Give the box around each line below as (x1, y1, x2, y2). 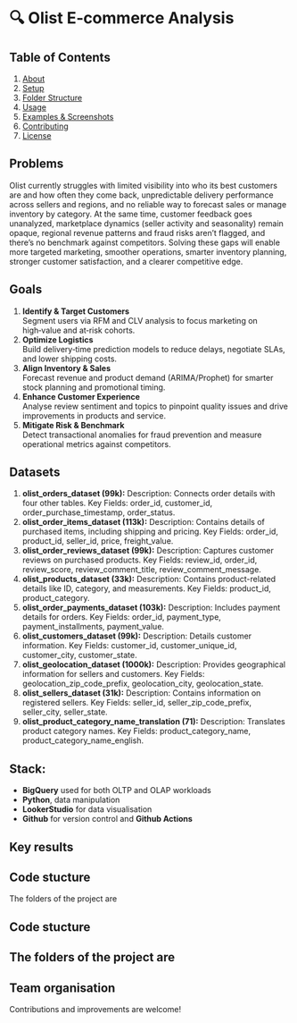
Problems (9, 156, 64, 172)
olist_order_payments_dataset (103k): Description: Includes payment (21, 602, 281, 613)
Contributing (21, 121, 69, 131)
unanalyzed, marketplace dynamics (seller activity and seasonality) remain (9, 217, 284, 229)
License (21, 131, 52, 140)
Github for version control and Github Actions (21, 814, 194, 824)
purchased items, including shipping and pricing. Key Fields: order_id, (21, 526, 279, 537)
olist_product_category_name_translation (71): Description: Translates (21, 716, 285, 727)
